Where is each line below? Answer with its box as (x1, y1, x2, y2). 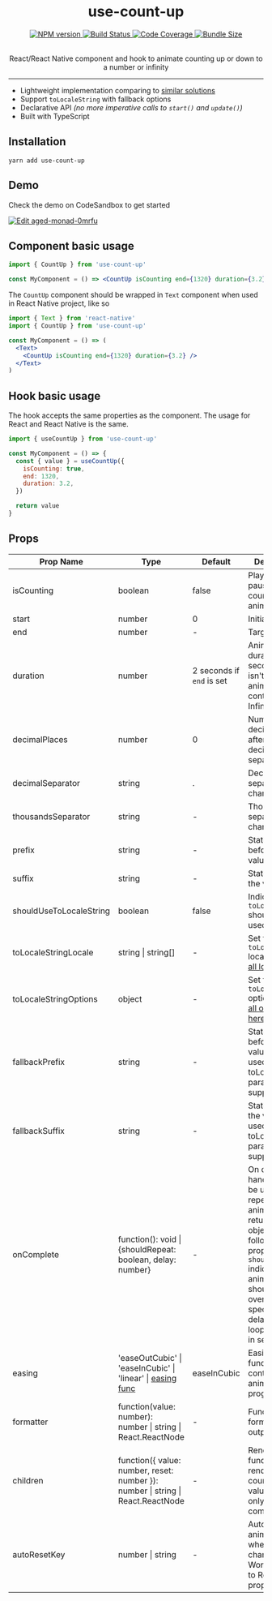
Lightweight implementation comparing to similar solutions (19, 85, 216, 95)
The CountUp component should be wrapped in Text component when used (8, 290, 259, 300)
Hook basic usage (8, 388, 101, 403)
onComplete (12, 1248, 59, 1260)
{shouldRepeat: (117, 1243, 176, 1255)
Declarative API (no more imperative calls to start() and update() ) (19, 102, 243, 112)
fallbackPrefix (12, 1056, 66, 1067)
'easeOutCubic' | (117, 1352, 182, 1363)
